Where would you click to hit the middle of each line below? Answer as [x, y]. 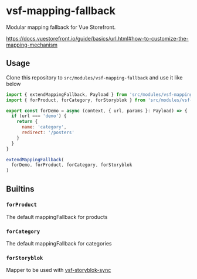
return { [27, 122]
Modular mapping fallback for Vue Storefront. [61, 27]
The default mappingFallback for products [57, 217]
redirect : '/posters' [48, 132]
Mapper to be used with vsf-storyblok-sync [59, 270]
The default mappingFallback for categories [59, 244]
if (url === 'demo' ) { [39, 116]
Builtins [20, 189]
